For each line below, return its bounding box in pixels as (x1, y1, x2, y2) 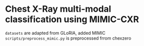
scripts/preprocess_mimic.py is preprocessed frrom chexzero (5, 35, 132, 41)
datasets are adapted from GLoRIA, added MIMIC (5, 30, 106, 36)
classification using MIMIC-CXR (5, 14, 139, 25)
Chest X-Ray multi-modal (5, 3, 111, 15)
